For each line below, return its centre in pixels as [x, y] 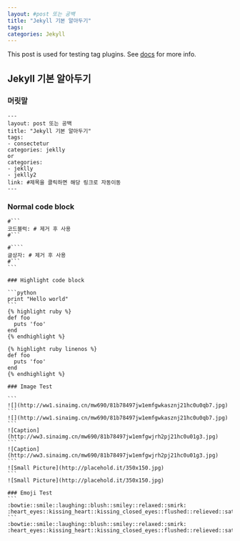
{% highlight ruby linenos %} [52, 349]
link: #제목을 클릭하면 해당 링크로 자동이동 [64, 182]
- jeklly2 [22, 175]
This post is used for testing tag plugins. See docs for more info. [102, 54]
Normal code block [41, 207]
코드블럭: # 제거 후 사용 [39, 229]
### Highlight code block [46, 281]
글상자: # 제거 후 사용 [37, 255]
